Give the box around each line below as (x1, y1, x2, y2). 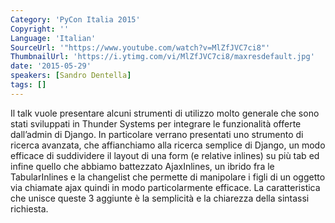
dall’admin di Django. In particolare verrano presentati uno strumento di (10, 128, 304, 140)
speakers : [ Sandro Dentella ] (10, 71, 132, 81)
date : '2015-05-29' (10, 61, 92, 71)
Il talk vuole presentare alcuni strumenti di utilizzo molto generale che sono (10, 107, 320, 119)
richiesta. (10, 202, 49, 215)
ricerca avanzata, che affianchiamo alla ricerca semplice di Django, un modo (10, 139, 326, 151)
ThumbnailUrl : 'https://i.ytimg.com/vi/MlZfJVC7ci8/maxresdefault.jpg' (10, 52, 315, 62)
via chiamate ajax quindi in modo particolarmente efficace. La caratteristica (10, 181, 321, 193)
